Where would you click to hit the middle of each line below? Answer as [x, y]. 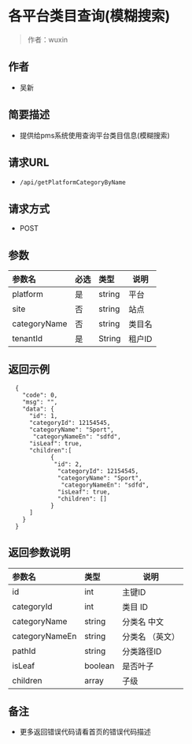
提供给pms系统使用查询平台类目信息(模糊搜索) [95, 135]
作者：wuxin [48, 39]
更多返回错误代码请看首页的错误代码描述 [85, 732]
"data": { [39, 409]
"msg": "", [40, 402]
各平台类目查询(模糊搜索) [89, 16]
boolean [99, 666]
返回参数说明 [39, 552]
